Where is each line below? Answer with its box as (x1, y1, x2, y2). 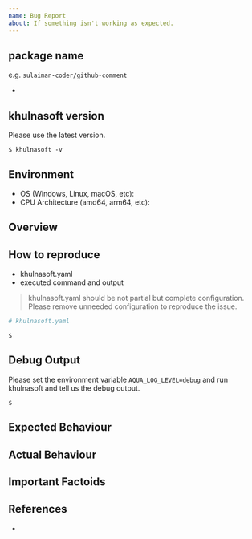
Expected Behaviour (8, 420, 112, 434)
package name (8, 49, 84, 63)
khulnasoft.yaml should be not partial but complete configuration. (27, 294, 245, 303)
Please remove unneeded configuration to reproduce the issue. (27, 302, 238, 311)
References (8, 502, 67, 516)
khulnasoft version (8, 109, 104, 123)
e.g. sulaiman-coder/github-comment (8, 70, 128, 80)
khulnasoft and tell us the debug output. (8, 383, 140, 393)
